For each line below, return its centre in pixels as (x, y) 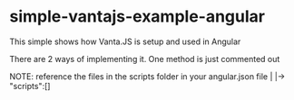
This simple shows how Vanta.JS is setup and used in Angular (125, 41)
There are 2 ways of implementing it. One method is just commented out (145, 59)
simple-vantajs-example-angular (137, 17)
